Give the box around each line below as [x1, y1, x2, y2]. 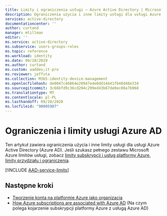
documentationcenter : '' [5, 21, 57, 26]
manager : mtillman [5, 30, 43, 35]
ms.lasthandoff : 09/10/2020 [5, 100, 64, 105]
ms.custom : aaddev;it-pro [5, 67, 59, 72]
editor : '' [5, 35, 28, 40]
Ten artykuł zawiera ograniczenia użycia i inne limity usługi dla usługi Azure [5, 142, 160, 148]
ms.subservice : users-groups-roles [5, 44, 79, 49]
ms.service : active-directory [5, 40, 68, 45]
